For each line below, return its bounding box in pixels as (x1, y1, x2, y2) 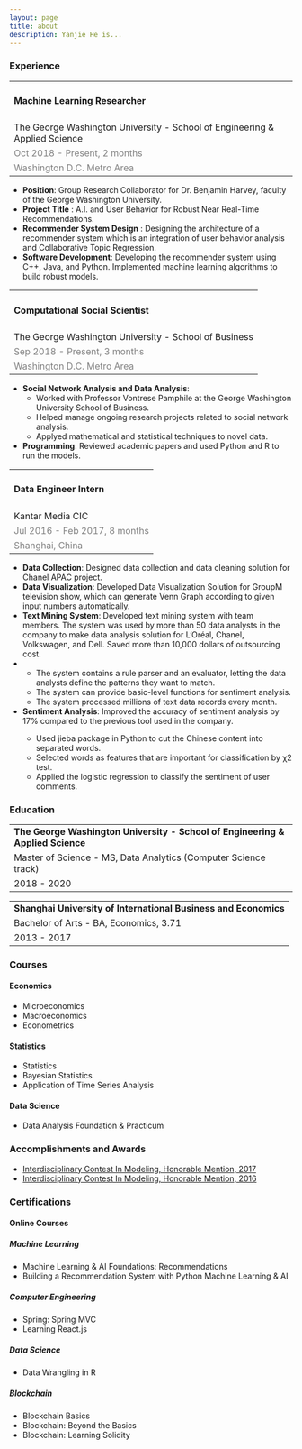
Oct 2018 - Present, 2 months (13, 147, 143, 160)
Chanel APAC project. (22, 572, 103, 582)
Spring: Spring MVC (22, 1314, 97, 1325)
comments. (35, 781, 78, 792)
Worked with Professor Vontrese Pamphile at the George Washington (35, 392, 292, 403)
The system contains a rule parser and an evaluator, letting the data (35, 667, 286, 678)
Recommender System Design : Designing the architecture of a (22, 223, 260, 234)
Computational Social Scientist (13, 304, 150, 316)
